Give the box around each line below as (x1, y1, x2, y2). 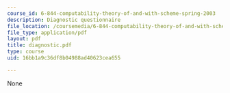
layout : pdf (7, 36, 41, 42)
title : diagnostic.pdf (7, 42, 72, 49)
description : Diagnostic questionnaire (7, 16, 121, 23)
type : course (7, 49, 44, 55)
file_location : (7, 23, 51, 29)
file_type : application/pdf (7, 29, 88, 36)
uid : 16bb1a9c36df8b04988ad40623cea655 (7, 55, 121, 62)
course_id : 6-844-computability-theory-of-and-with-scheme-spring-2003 (7, 10, 216, 17)
